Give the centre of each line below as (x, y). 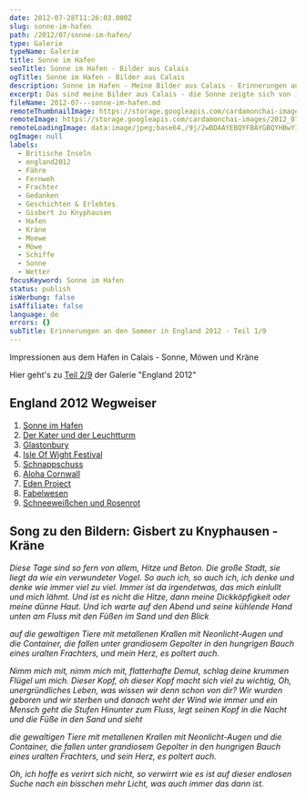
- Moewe (32, 238)
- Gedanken (38, 196)
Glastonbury (46, 445)
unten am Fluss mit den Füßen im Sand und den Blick (109, 616)
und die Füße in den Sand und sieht (76, 719)
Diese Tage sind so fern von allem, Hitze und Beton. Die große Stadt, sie (145, 568)
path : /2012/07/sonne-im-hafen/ (71, 35)
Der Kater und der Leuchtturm (79, 435)
